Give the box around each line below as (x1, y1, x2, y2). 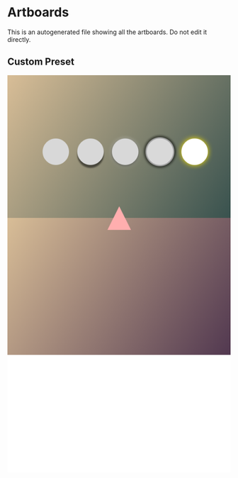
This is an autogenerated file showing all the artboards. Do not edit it (7, 28, 208, 36)
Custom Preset (7, 56, 74, 68)
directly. (7, 35, 31, 43)
